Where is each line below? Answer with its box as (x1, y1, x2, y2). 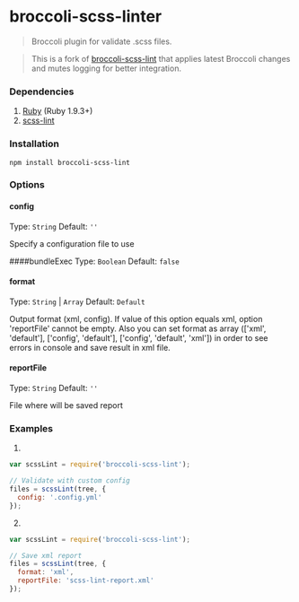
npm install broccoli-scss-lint (9, 158, 130, 167)
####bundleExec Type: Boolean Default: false (9, 256, 180, 266)
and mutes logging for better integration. (31, 63, 182, 74)
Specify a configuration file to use (9, 238, 135, 249)
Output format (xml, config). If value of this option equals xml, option (9, 313, 263, 324)
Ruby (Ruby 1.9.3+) (22, 106, 93, 117)
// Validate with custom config (9, 476, 130, 485)
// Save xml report (9, 551, 83, 560)
